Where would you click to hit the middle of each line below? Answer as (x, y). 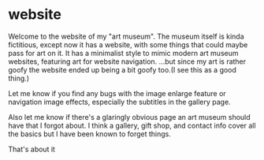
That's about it (32, 149)
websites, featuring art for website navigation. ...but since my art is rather (127, 61)
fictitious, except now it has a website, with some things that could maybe (128, 44)
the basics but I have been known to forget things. (89, 134)
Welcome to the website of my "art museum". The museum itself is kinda (126, 36)
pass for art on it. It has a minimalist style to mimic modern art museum (123, 53)
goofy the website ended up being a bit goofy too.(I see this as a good (122, 69)
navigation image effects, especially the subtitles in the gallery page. (119, 102)
